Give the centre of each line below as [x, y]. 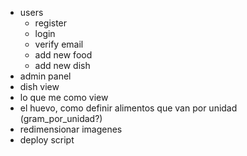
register [51, 23]
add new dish [62, 65]
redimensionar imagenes [71, 129]
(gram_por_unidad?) [61, 118]
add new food [63, 55]
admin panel [45, 76]
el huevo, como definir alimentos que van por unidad [128, 108]
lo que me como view [64, 97]
